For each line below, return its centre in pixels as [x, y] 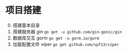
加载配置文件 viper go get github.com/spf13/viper [66, 44]
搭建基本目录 [26, 25]
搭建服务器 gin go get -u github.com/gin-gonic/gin [67, 31]
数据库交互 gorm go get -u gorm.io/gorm [56, 38]
